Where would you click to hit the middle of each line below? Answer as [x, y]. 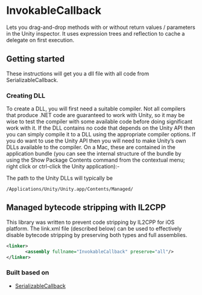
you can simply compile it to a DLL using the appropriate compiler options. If [101, 135]
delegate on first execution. [40, 40]
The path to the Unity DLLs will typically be [60, 178]
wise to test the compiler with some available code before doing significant [99, 122]
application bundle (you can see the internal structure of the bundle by [94, 154]
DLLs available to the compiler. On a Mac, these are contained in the [91, 147]
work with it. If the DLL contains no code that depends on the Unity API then [101, 128]
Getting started [36, 59]
